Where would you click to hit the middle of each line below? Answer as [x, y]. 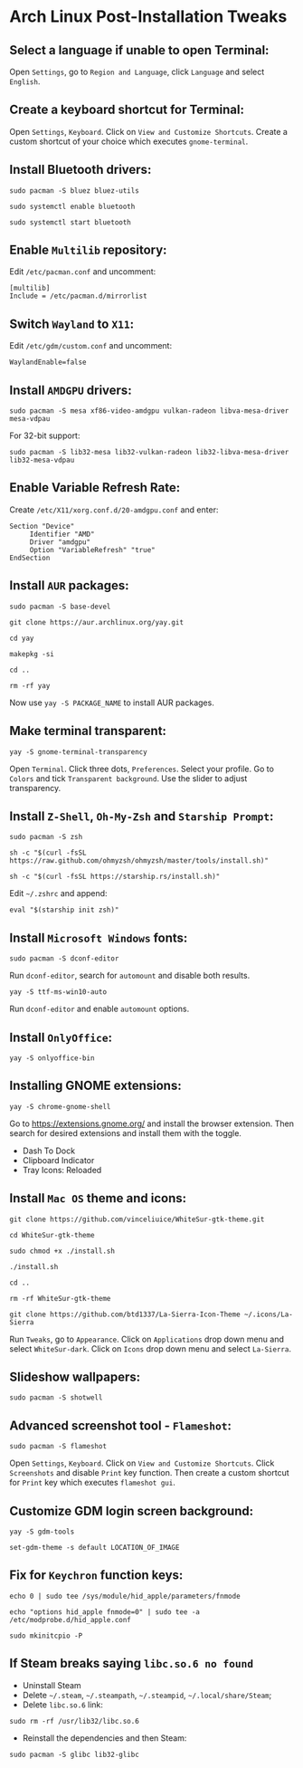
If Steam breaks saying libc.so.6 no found [132, 1663]
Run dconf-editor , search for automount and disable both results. [130, 976]
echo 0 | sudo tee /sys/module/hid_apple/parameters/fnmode [125, 1596]
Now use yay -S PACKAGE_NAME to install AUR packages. [112, 702]
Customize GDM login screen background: [132, 1510]
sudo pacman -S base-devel [60, 607]
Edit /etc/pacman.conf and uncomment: [83, 272]
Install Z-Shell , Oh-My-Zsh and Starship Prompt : [142, 816]
